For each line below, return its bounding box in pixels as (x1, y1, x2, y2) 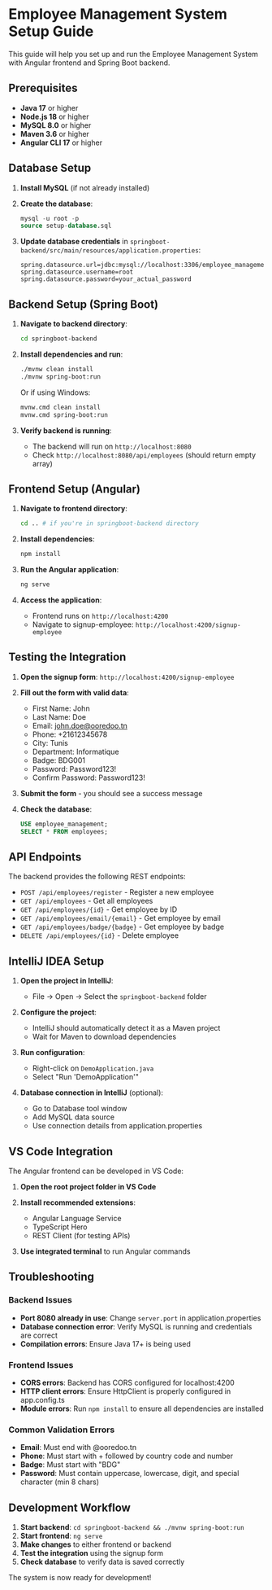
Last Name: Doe (32, 712, 87, 721)
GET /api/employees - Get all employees (19, 896, 153, 906)
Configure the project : (19, 1007, 97, 1018)
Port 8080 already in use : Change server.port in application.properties (19, 1312, 261, 1323)
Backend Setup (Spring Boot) (8, 297, 158, 311)
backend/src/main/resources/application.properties (19, 247, 199, 255)
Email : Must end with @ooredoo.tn (19, 1443, 136, 1452)
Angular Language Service (32, 1213, 122, 1223)
